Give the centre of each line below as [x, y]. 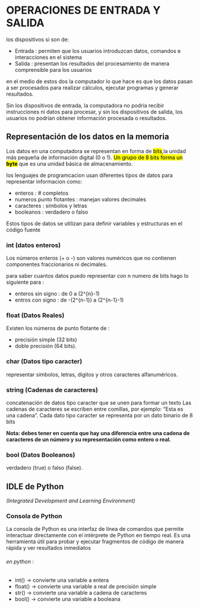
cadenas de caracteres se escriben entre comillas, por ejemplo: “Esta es [95, 409]
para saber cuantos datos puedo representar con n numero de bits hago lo [97, 276]
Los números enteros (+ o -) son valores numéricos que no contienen [91, 258]
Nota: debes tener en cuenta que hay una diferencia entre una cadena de [98, 433]
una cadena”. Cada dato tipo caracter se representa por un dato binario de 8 [99, 415]
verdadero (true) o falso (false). [45, 468]
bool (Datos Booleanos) [41, 455]
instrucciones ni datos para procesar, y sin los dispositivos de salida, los [94, 112]
